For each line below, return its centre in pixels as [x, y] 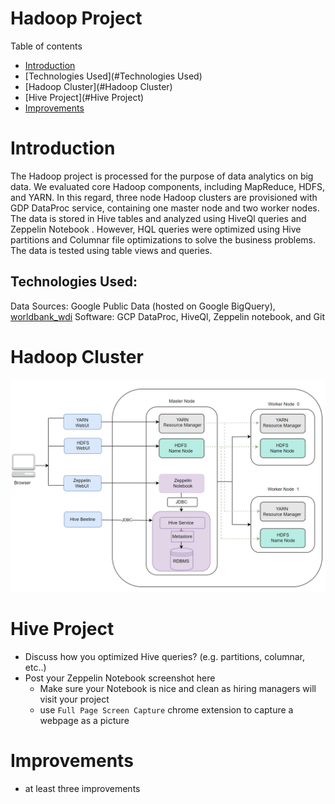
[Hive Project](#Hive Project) [84, 97]
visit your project [74, 699]
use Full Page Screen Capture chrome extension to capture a [166, 710]
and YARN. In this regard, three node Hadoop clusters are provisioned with [164, 197]
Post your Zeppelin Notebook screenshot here [120, 678]
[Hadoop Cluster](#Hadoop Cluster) [98, 86]
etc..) [35, 668]
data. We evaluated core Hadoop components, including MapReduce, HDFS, [167, 186]
